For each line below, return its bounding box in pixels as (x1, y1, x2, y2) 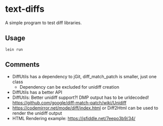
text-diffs (5, 3, 45, 15)
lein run (5, 47, 23, 52)
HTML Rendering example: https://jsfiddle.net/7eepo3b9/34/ (12, 115, 135, 121)
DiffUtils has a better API (12, 89, 63, 95)
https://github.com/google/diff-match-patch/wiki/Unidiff (12, 99, 127, 105)
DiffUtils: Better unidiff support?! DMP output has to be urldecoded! (12, 94, 149, 100)
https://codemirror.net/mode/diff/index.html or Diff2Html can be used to (12, 105, 159, 111)
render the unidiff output (12, 110, 63, 116)
